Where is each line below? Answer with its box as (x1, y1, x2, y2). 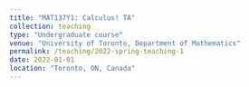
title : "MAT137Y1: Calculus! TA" (9, 13, 136, 23)
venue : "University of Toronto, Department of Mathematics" (9, 38, 242, 48)
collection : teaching (9, 22, 91, 31)
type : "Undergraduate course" (9, 30, 124, 39)
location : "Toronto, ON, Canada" (9, 64, 136, 73)
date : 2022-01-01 (9, 55, 75, 64)
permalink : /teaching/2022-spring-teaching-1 (9, 47, 184, 56)
